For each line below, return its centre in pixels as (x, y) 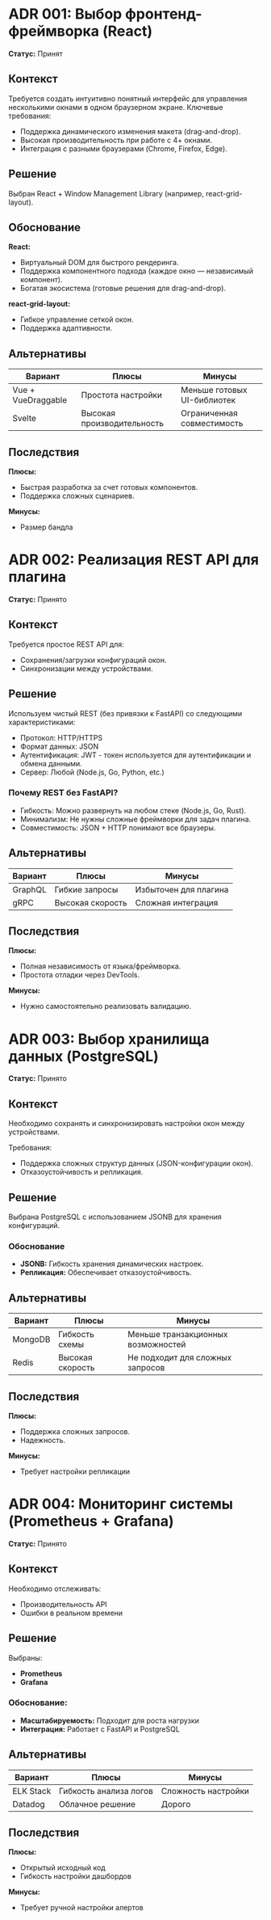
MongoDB (31, 1340)
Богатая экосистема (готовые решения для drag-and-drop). (123, 289)
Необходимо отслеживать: (55, 1589)
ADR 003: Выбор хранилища (109, 1039)
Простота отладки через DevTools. (79, 975)
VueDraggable (40, 400)
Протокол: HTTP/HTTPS (61, 737)
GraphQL (29, 889)
